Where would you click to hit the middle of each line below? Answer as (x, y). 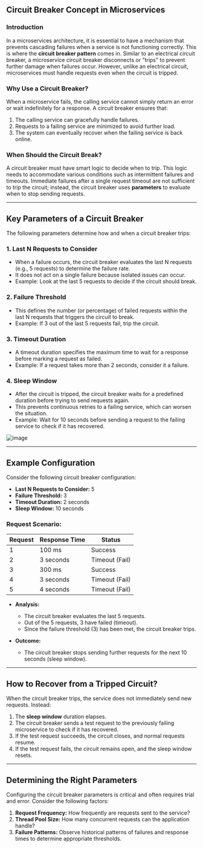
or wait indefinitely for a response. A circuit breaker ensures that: (87, 108)
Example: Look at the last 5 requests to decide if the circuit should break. (106, 281)
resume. (25, 742)
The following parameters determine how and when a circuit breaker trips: (99, 234)
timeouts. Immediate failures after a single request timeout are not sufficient (101, 181)
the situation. (31, 413)
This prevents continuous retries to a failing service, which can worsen (103, 407)
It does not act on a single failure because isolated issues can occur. (100, 275)
